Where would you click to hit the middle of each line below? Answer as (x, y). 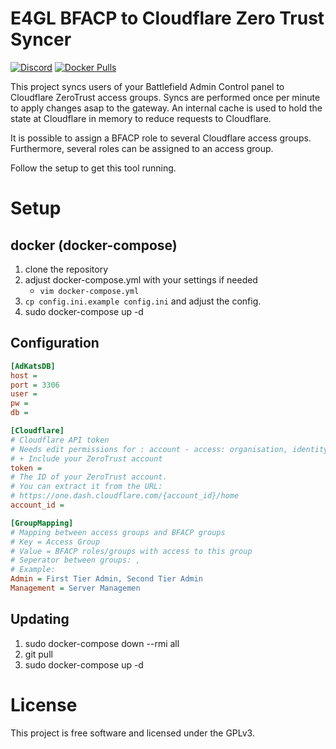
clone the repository (66, 269)
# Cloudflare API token (60, 440)
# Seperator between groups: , (75, 560)
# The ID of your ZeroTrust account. (89, 477)
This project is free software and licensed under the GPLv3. (132, 733)
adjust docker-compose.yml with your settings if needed (141, 279)
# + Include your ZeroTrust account (86, 458)
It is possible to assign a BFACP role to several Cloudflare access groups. (161, 138)
